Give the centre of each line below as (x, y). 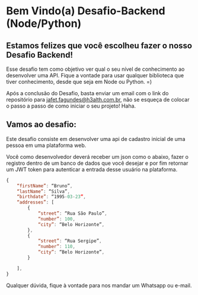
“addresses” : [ (36, 203)
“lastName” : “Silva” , (43, 192)
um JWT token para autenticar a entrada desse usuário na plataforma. (92, 169)
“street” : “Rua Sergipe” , (70, 241)
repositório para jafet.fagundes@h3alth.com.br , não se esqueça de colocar (98, 100)
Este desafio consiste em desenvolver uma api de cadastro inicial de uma (96, 139)
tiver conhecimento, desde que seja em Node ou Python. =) (79, 82)
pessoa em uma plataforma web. (46, 145)
